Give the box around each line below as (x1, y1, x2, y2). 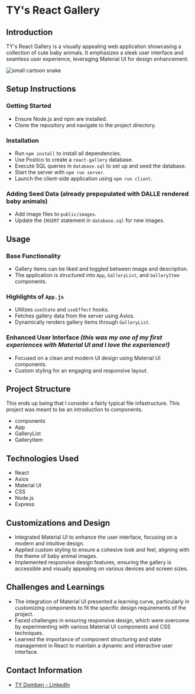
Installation (6, 136, 40, 144)
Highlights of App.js (6, 293, 64, 301)
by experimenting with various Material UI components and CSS (14, 623, 171, 630)
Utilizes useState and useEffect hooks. (14, 306, 109, 313)
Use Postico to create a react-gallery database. (14, 156, 134, 163)
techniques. (14, 629, 44, 637)
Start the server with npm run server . (14, 168, 105, 175)
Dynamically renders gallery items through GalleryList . (14, 319, 151, 326)
